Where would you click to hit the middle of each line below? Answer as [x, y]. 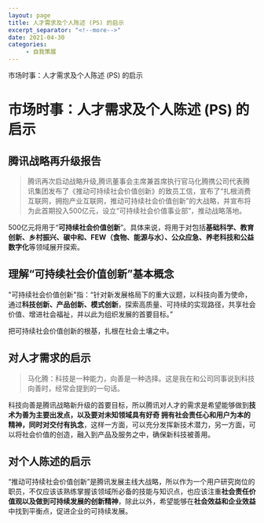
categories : [27, 45]
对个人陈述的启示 [49, 461]
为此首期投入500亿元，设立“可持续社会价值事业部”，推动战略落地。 [137, 210]
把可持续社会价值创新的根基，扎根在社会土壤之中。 [91, 331]
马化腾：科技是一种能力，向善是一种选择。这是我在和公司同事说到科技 [141, 379]
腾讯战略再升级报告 [55, 161]
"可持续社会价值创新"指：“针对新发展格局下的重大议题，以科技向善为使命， [130, 294]
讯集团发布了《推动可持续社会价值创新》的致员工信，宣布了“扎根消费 [139, 191]
